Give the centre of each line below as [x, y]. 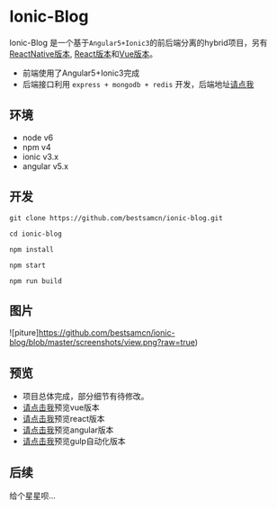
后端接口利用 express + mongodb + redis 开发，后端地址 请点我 [138, 84]
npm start [28, 265]
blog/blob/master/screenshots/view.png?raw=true [103, 343]
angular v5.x [45, 166]
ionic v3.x [40, 156]
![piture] [24, 333]
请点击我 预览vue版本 [61, 407]
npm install [31, 249]
